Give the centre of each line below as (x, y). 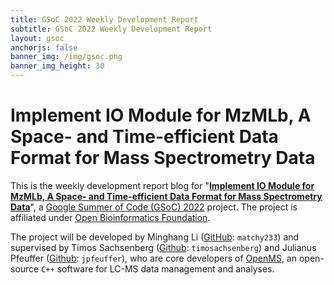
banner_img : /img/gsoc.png (66, 57)
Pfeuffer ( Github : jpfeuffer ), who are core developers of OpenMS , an (153, 258)
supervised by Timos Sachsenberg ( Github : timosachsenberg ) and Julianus (163, 247)
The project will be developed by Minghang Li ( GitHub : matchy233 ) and (155, 237)
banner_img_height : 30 (57, 66)
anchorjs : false (44, 47)
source (25, 268)
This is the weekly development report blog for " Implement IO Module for (162, 185)
